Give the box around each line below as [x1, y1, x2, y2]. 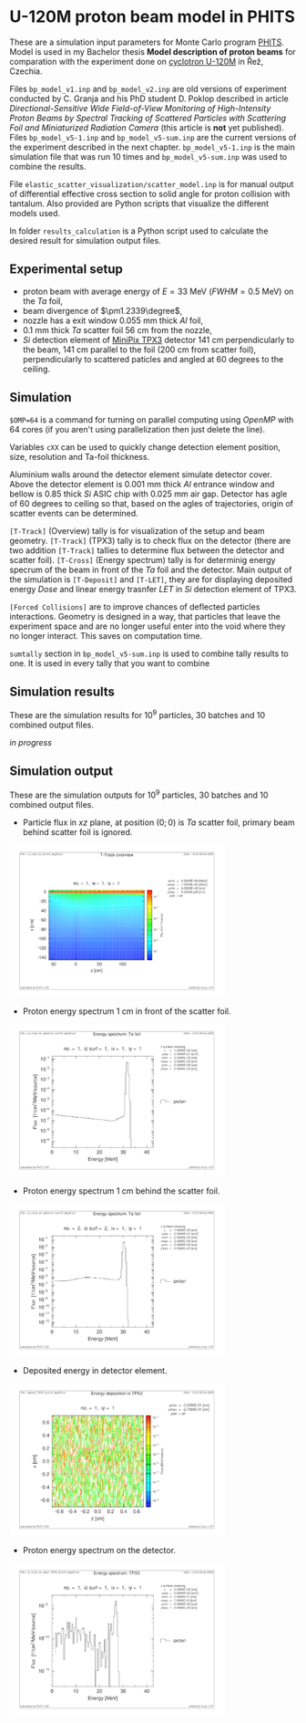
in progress [9, 737, 53, 748]
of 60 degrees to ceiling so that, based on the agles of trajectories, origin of [9, 497, 294, 508]
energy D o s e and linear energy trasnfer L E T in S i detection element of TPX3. [9, 583, 297, 594]
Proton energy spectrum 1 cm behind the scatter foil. [22, 1185, 220, 1196]
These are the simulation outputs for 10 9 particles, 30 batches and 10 [9, 788, 269, 800]
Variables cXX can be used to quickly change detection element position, [9, 441, 280, 453]
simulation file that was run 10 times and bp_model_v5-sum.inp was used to [9, 151, 288, 162]
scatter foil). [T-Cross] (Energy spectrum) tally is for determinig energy [9, 554, 276, 565]
